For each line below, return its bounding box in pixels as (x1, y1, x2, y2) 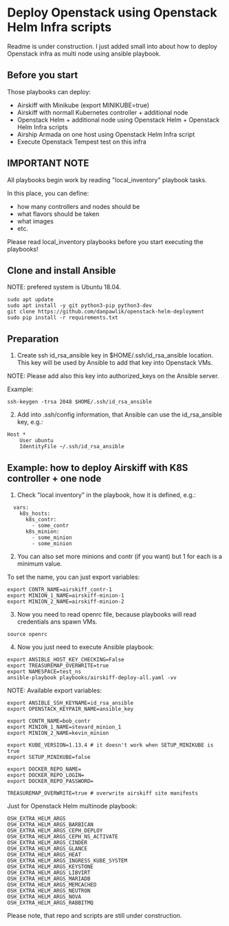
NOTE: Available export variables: (7, 686, 102, 694)
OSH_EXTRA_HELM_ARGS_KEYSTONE (7, 863, 94, 870)
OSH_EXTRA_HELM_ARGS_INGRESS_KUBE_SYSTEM (7, 857, 128, 864)
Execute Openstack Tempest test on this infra (17, 137, 146, 146)
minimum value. (17, 560, 63, 568)
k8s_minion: (25, 528, 60, 535)
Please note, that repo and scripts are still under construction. (7, 912, 182, 919)
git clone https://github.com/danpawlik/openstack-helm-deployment (7, 308, 205, 316)
